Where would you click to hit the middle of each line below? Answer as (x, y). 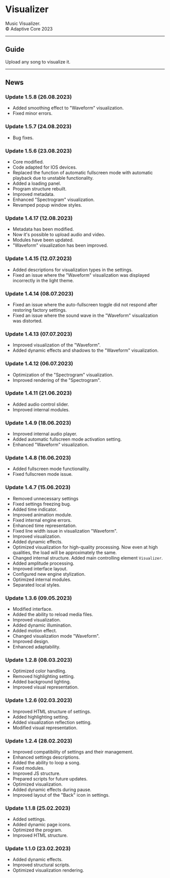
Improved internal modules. (41, 409)
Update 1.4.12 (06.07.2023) (39, 364)
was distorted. (28, 320)
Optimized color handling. (39, 671)
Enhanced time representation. (45, 525)
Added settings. (29, 819)
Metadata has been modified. (43, 229)
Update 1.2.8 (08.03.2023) (39, 660)
